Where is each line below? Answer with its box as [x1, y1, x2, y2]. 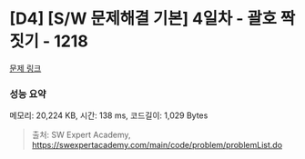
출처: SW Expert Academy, [31, 129, 131, 141]
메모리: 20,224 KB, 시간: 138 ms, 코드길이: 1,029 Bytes [9, 110, 208, 121]
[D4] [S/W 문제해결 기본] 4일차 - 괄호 [9, 8, 278, 29]
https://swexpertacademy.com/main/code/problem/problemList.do [31, 140, 283, 151]
